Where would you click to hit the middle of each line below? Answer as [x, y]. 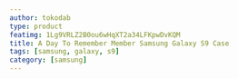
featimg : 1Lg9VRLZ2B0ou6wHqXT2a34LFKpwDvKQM [95, 35]
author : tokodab [40, 18]
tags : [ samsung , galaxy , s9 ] [64, 52]
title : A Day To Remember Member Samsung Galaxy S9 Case [119, 43]
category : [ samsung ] [49, 60]
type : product [36, 26]
